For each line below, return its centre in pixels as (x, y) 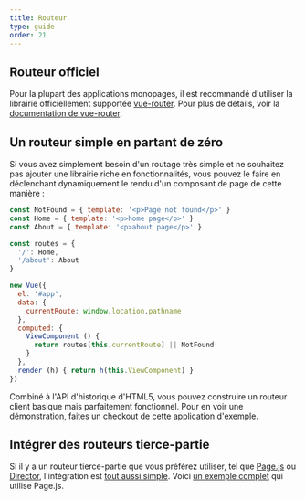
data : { (32, 303)
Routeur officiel (54, 72)
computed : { (41, 328)
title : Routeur (38, 18)
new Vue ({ (28, 286)
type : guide (32, 27)
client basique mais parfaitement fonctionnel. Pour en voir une (126, 406)
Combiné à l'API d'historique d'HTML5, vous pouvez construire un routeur (148, 396)
